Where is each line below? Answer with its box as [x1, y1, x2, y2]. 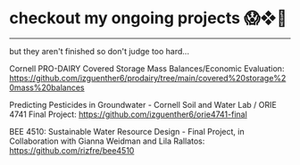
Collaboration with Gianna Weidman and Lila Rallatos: [9, 136, 205, 146]
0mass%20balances [9, 82, 85, 93]
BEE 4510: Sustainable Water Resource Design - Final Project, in [9, 126, 245, 136]
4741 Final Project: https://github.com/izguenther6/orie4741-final [9, 109, 247, 120]
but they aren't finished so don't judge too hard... [9, 45, 190, 56]
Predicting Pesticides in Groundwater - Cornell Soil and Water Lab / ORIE [9, 99, 277, 110]
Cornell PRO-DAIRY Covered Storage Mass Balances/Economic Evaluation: [9, 62, 285, 74]
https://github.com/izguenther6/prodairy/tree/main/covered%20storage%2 [9, 72, 287, 83]
